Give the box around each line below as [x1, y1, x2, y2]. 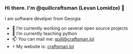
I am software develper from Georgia [5, 16, 81, 22]
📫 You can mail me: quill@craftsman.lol [12, 36, 95, 42]
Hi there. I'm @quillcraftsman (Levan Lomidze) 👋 [5, 4, 125, 11]
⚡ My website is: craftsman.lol [12, 44, 74, 50]
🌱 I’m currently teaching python [12, 31, 77, 37]
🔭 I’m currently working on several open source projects [12, 25, 128, 31]
